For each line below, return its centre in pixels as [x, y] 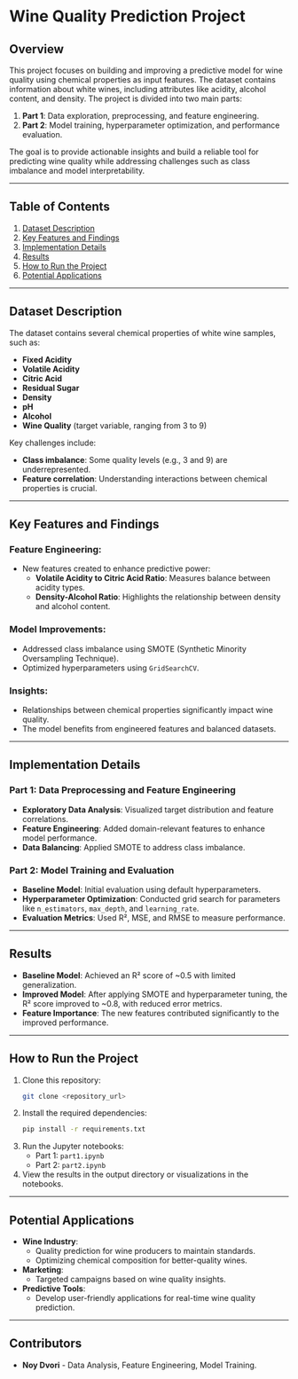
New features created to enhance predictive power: [116, 568]
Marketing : [43, 1270]
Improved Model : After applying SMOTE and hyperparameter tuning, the [155, 994]
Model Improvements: [58, 630]
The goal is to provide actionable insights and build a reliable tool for [134, 152]
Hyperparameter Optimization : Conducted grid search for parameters [151, 898]
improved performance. [65, 1022]
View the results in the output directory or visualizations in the [135, 1175]
